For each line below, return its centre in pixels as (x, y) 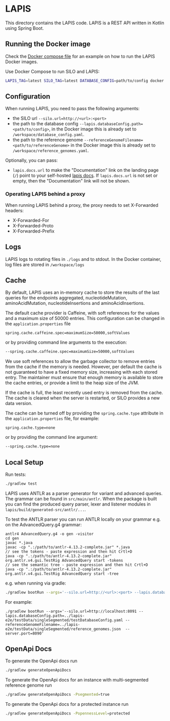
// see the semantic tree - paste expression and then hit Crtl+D (77, 565)
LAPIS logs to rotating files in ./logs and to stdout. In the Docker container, (83, 259)
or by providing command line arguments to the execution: (66, 342)
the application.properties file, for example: (52, 419)
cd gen (12, 538)
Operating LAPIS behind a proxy (45, 194)
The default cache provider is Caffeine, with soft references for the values (82, 313)
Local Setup (25, 462)
